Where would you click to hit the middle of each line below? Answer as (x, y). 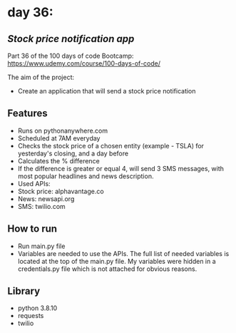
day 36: (30, 12)
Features (27, 114)
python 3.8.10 (37, 308)
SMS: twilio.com (41, 206)
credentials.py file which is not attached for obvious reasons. (107, 269)
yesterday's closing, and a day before (73, 153)
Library (24, 291)
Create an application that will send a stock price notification (107, 91)
